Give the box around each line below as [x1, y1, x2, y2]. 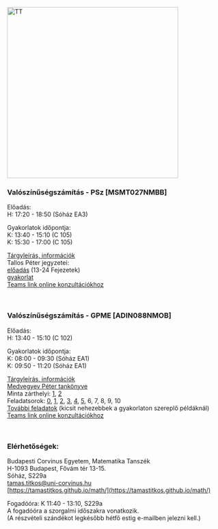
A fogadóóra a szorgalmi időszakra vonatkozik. [7, 506, 139, 515]
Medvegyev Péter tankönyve [7, 382, 88, 390]
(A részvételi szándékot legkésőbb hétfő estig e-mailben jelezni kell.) [7, 513, 201, 522]
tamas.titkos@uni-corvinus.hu [7, 478, 92, 487]
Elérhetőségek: [7, 441, 59, 451]
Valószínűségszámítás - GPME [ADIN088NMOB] [7, 311, 172, 320]
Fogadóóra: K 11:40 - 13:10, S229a [7, 499, 103, 507]
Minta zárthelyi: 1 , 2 [7, 389, 62, 398]
